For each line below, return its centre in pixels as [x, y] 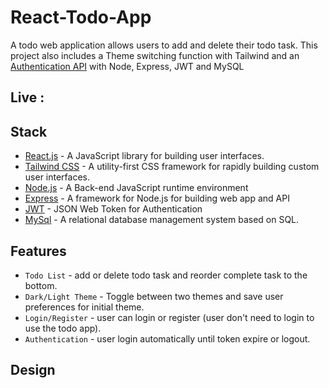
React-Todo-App [81, 17]
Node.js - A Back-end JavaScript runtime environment [136, 188]
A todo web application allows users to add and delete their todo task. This [164, 45]
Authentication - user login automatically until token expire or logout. [167, 338]
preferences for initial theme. [84, 307]
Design [33, 370]
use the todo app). [63, 328]
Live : [27, 97]
